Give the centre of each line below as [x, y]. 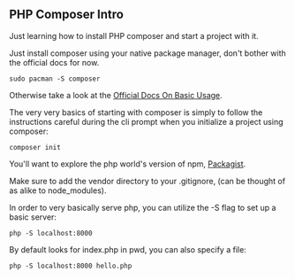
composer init [35, 147]
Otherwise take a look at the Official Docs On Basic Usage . [116, 95]
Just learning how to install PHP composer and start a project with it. [134, 35]
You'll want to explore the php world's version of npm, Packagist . [128, 164]
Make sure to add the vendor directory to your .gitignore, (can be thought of [147, 181]
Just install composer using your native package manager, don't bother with [147, 53]
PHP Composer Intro [66, 15]
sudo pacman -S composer [55, 79]
